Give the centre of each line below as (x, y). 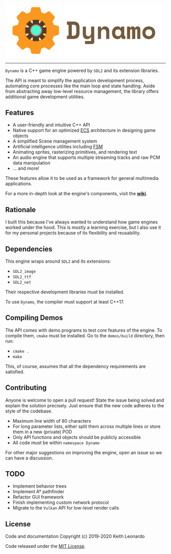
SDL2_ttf (22, 277)
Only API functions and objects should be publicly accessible (77, 437)
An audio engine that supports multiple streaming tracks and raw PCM (86, 157)
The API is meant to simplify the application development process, (75, 80)
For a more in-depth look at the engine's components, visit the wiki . (76, 194)
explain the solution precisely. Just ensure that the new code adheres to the (85, 405)
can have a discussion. (29, 458)
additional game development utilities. (45, 97)
